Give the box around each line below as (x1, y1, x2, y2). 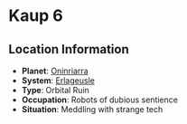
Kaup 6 (8, 5, 64, 26)
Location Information (8, 42, 129, 57)
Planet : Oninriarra (21, 65, 89, 76)
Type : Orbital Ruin (21, 85, 89, 95)
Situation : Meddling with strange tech (21, 104, 164, 114)
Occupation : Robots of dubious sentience (21, 94, 178, 105)
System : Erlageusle (21, 75, 96, 86)
